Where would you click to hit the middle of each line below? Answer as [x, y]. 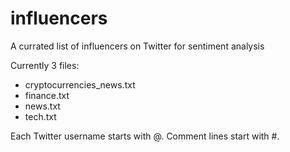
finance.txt [47, 95]
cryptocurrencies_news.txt [80, 84]
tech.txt [40, 116]
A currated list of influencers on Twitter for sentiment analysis [137, 46]
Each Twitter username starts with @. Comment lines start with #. [145, 136]
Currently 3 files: [45, 65]
